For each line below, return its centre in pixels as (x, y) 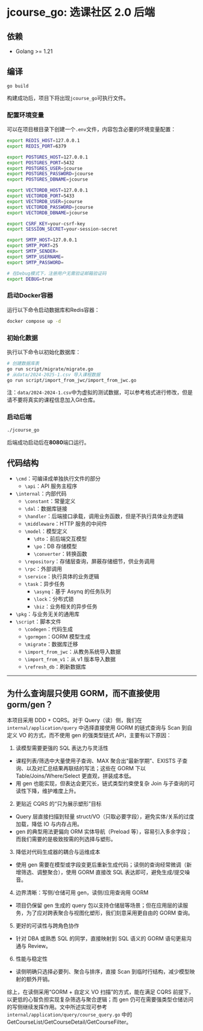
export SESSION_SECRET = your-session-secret (62, 229)
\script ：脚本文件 (38, 621)
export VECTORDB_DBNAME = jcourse (47, 213)
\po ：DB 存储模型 (55, 546)
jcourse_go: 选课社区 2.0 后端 (81, 12)
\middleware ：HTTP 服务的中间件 (66, 524)
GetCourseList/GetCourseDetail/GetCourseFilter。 (69, 1022)
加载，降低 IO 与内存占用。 (49, 824)
